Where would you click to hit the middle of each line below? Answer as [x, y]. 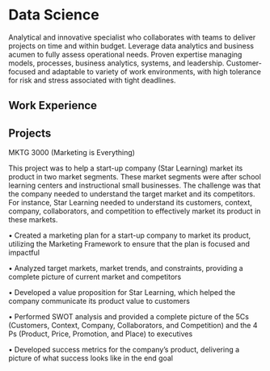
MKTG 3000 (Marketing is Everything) [72, 153]
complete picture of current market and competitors [95, 277]
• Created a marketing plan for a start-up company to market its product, [130, 235]
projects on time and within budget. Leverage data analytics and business [131, 45]
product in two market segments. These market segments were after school [135, 177]
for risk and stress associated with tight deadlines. [92, 80]
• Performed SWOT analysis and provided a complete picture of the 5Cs [129, 317]
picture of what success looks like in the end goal [91, 358]
